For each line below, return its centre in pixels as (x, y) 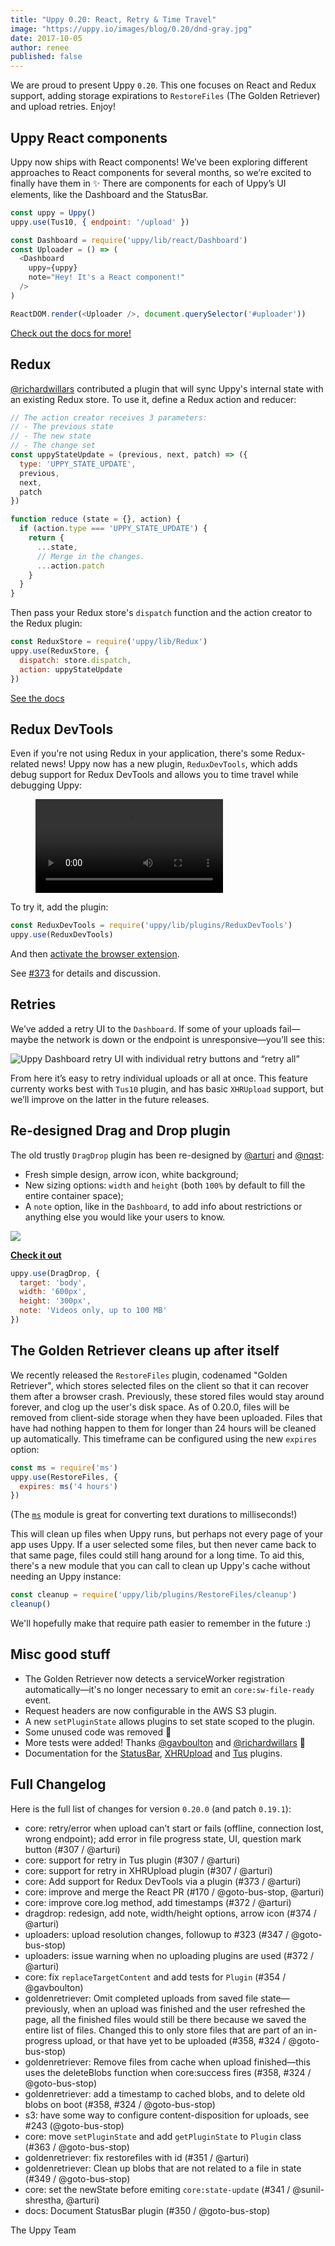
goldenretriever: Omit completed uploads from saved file (141, 1998)
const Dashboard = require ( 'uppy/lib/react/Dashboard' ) (129, 240)
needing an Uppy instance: (66, 1577)
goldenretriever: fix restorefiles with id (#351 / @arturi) (137, 2157)
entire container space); (74, 1195)
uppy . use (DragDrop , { (55, 1273)
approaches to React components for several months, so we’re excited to (161, 172)
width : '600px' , (53, 1292)
